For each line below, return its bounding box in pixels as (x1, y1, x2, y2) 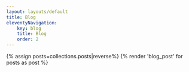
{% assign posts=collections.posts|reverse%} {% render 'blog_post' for (6, 53, 183, 60)
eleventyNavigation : (6, 20, 58, 26)
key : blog (17, 25, 42, 32)
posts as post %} (6, 59, 48, 66)
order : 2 (17, 36, 39, 42)
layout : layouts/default (6, 8, 68, 15)
